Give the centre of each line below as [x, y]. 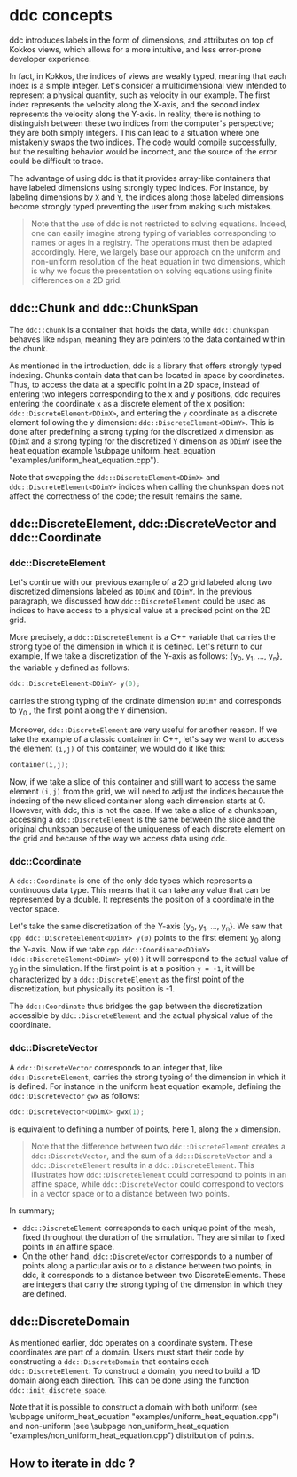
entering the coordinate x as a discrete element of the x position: [127, 403]
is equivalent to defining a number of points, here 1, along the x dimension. [145, 1129]
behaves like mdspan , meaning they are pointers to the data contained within [147, 339]
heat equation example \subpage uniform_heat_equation [112, 450]
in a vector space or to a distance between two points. [130, 1193]
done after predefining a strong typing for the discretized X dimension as [142, 431]
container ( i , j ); [39, 764]
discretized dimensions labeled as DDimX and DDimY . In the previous [131, 592]
